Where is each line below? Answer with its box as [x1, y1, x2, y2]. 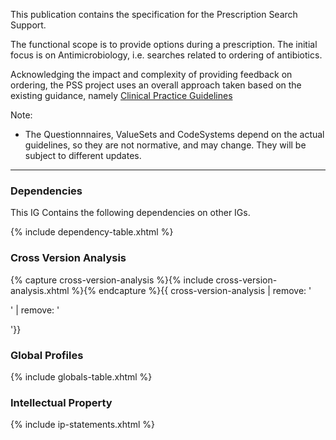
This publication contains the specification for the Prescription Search [10, 9, 298, 20]
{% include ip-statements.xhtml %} [10, 419, 155, 431]
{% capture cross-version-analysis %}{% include [10, 274, 214, 286]
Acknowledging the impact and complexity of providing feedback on [10, 69, 293, 80]
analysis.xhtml [10, 284, 70, 296]
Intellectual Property [10, 395, 113, 409]
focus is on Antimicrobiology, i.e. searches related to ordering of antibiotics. [10, 49, 323, 61]
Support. [10, 19, 47, 31]
